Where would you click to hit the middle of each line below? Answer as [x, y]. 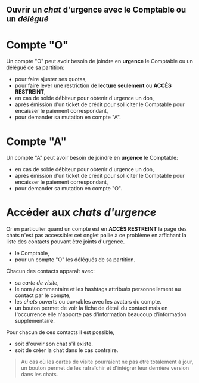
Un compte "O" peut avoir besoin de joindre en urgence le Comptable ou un [100, 61]
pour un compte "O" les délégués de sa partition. [75, 260]
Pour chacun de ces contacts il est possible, [60, 332]
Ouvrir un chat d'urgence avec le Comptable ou [96, 10]
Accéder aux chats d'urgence [81, 213]
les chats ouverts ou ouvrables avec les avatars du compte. [88, 302]
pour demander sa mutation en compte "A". [68, 117]
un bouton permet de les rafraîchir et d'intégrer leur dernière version [105, 368]
